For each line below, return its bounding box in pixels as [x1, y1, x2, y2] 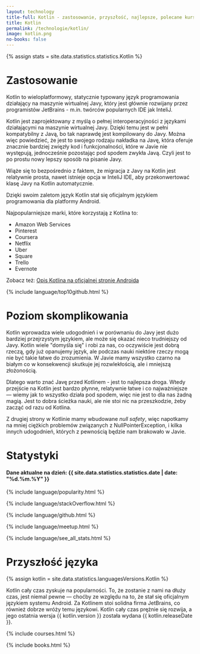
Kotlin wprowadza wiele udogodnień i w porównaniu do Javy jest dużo [6, 328, 179, 336]
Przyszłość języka [6, 556, 98, 569]
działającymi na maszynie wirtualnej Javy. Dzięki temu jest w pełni [6, 123, 168, 131]
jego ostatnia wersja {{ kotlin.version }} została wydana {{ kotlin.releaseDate [6, 612, 193, 619]
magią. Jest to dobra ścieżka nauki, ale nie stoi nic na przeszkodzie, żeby [6, 397, 186, 404]
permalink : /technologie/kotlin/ [6, 25, 89, 32]
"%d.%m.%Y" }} [6, 475, 49, 482]
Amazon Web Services [14, 221, 71, 228]
